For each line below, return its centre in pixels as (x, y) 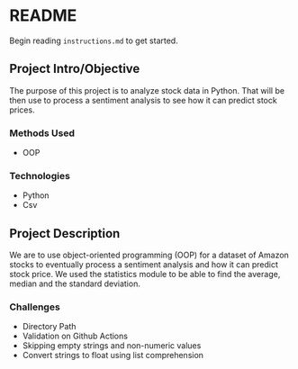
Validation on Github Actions (75, 336)
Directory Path (49, 327)
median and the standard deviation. (75, 283)
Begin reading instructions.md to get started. (94, 40)
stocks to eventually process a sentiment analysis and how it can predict (144, 265)
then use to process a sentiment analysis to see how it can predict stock (143, 100)
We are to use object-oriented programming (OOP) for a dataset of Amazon (149, 255)
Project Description (65, 234)
